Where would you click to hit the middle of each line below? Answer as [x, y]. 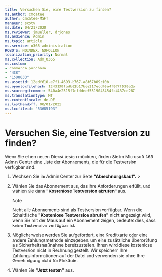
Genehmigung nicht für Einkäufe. [45, 260]
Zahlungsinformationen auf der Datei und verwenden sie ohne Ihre [78, 255]
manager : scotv [20, 23]
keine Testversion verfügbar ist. [44, 225]
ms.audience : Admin [25, 37]
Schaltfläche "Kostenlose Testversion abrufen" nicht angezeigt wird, [82, 215]
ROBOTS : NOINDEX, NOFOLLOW [32, 50]
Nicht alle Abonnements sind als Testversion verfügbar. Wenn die [77, 210]
